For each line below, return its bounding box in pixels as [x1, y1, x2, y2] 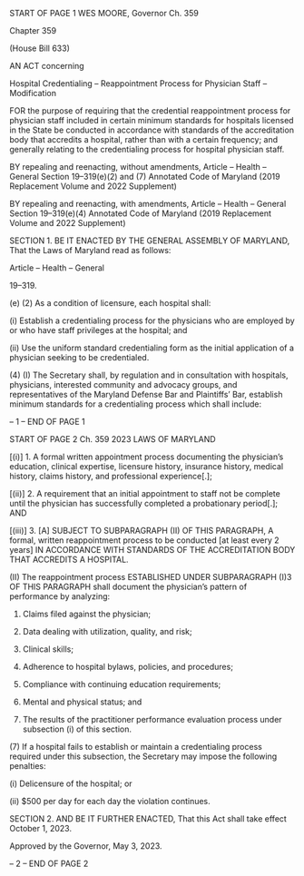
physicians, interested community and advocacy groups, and [9, 379, 238, 389]
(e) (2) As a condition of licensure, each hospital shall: [9, 298, 211, 308]
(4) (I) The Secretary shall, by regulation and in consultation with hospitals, [9, 369, 289, 380]
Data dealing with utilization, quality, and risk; [22, 626, 192, 636]
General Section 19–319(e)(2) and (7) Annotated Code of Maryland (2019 [9, 172, 280, 182]
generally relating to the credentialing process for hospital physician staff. [9, 144, 285, 154]
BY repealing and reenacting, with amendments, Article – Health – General [9, 199, 287, 209]
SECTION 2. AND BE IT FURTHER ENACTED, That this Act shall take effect [9, 813, 288, 824]
